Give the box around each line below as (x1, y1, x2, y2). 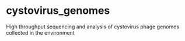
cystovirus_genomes (6, 4, 110, 17)
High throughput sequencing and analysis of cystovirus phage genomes (6, 23, 180, 30)
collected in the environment (6, 29, 75, 36)
